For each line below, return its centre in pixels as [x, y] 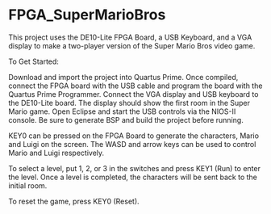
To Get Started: [33, 61]
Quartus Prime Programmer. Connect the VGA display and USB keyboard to [133, 94]
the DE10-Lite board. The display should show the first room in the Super [129, 103]
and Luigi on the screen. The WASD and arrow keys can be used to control [132, 144]
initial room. [28, 185]
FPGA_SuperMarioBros [87, 15]
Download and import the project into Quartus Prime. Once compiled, [123, 77]
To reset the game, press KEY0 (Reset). [74, 201]
